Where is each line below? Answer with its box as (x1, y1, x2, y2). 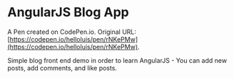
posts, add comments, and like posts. (7, 63, 118, 72)
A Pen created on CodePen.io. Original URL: (7, 28, 137, 36)
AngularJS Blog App (7, 4, 130, 20)
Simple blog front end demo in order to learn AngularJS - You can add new (7, 56, 227, 64)
